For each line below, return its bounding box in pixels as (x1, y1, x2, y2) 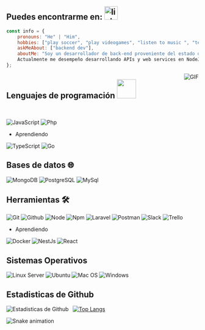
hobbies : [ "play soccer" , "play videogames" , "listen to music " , (17, 39, 190, 46)
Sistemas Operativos (6, 255, 87, 266)
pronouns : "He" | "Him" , (17, 34, 81, 40)
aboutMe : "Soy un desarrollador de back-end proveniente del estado (17, 51, 195, 57)
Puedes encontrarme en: (6, 12, 103, 22)
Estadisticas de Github (6, 289, 95, 299)
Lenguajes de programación (6, 90, 115, 101)
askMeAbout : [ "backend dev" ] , (17, 45, 95, 51)
